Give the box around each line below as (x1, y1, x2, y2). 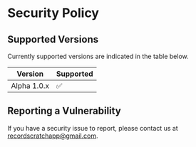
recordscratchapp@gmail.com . (7, 131, 98, 140)
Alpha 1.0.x (11, 81, 50, 90)
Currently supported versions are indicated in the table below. (7, 52, 189, 60)
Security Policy (7, 5, 100, 21)
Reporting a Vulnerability (7, 105, 121, 117)
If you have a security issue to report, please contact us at (7, 124, 178, 132)
